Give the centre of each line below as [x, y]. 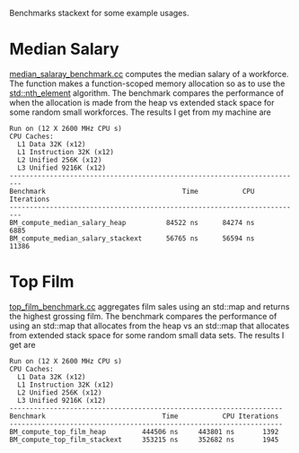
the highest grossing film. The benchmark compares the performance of [143, 316]
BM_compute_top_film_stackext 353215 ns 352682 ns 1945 [144, 440]
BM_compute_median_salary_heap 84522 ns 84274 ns [132, 222]
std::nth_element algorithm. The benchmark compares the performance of [147, 92]
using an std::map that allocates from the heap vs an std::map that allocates [149, 326]
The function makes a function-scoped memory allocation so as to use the [147, 83]
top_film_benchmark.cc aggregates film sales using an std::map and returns [149, 306]
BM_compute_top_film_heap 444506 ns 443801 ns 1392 [144, 431]
